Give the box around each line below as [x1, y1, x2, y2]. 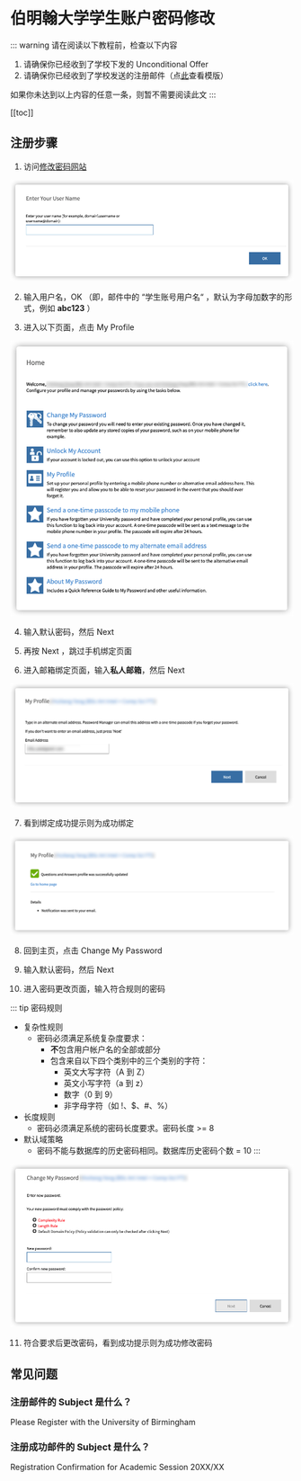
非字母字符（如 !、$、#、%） [63, 1100, 173, 1111]
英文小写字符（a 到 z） [63, 1077, 148, 1088]
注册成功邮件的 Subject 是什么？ [10, 1441, 151, 1453]
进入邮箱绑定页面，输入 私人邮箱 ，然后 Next [22, 665, 185, 675]
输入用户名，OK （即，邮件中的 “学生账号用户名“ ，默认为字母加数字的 [22, 291, 286, 302]
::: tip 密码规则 [10, 1002, 63, 1013]
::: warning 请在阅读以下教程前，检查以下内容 [10, 40, 178, 50]
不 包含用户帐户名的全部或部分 [49, 1044, 161, 1055]
